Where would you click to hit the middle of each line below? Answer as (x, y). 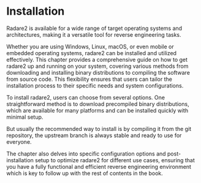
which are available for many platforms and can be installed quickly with (97, 110)
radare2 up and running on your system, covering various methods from (97, 66)
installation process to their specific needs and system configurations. (95, 85)
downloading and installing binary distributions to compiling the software (98, 72)
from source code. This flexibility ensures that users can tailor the (89, 79)
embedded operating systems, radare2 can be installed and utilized (91, 53)
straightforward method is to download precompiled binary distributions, (98, 104)
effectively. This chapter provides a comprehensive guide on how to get (97, 59)
